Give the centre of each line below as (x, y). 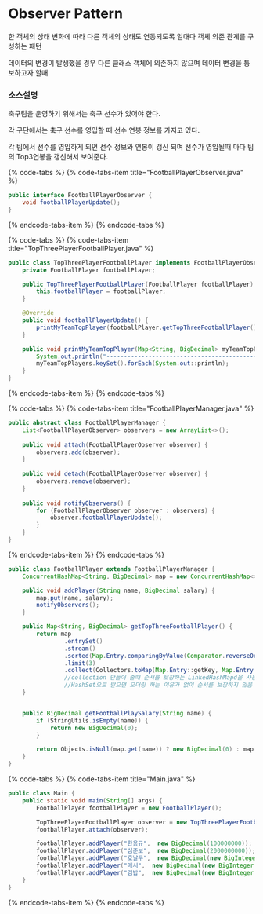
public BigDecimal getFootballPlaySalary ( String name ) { (117, 713)
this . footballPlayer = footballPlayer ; (101, 291)
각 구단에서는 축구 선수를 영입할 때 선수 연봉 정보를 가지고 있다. (104, 130)
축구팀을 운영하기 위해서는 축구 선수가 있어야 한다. (85, 114)
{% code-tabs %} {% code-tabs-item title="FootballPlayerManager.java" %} (131, 408)
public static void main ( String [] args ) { (92, 801)
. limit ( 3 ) (80, 663)
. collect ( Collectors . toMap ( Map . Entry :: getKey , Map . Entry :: (162, 671)
